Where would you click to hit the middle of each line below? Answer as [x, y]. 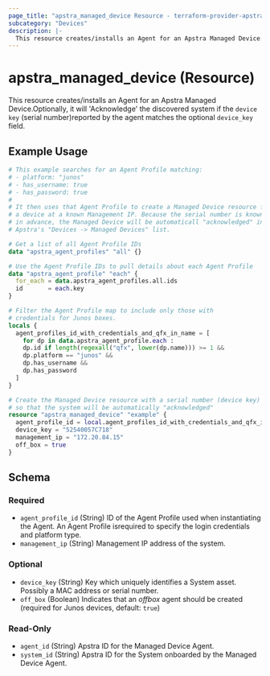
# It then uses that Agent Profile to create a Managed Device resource [133, 207]
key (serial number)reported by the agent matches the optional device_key [131, 117]
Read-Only [30, 629]
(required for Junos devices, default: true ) [90, 608]
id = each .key [50, 289]
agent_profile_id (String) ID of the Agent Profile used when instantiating [140, 518]
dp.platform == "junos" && [68, 356]
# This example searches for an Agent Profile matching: [106, 170]
